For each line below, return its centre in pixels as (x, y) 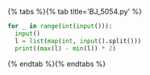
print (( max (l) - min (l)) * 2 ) (65, 48)
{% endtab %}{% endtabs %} (57, 64)
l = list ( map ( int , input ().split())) (78, 41)
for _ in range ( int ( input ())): (60, 26)
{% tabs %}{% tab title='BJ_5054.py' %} (75, 12)
